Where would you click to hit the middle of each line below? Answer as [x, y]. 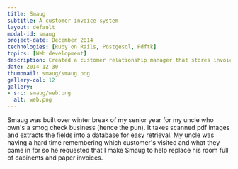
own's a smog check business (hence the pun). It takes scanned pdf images [119, 127]
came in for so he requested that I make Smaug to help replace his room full [118, 150]
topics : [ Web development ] [47, 54]
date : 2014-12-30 [33, 67]
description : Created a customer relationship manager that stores [109, 60]
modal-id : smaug [31, 34]
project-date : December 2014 [50, 40]
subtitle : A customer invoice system [63, 21]
